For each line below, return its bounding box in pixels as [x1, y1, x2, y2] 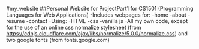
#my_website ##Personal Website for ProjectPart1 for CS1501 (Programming [6, 5, 194, 12]
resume [6, 18, 25, 24]
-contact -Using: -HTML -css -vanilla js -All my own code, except [26, 18, 188, 24]
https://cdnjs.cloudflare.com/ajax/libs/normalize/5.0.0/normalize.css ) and [6, 30, 188, 37]
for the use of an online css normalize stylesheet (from [6, 24, 142, 31]
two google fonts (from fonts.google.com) [6, 37, 110, 43]
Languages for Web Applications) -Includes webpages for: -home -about [6, 11, 187, 18]
